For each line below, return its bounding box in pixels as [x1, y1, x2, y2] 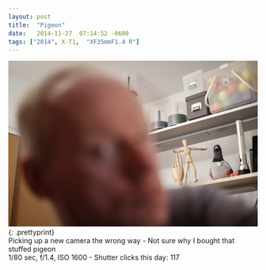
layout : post [8, 13, 51, 21]
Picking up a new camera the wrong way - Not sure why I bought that [8, 236, 235, 246]
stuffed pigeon [8, 245, 56, 254]
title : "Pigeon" [8, 21, 66, 29]
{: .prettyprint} [8, 227, 55, 237]
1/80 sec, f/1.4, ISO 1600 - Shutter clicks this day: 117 [8, 253, 180, 262]
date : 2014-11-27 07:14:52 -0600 [8, 29, 129, 37]
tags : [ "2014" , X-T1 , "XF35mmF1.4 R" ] [8, 38, 140, 46]
